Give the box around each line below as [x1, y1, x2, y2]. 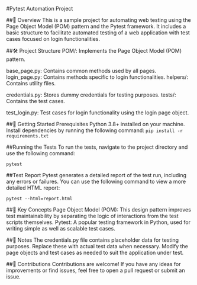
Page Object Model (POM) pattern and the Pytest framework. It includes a [6, 23, 186, 30]
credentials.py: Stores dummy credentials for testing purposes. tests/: [6, 91, 176, 98]
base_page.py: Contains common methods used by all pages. [6, 68, 157, 74]
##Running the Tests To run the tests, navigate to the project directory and [6, 143, 188, 150]
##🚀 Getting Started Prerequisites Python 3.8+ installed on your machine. [6, 121, 185, 127]
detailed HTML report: [6, 184, 60, 191]
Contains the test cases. [6, 98, 65, 104]
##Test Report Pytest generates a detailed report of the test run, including [6, 172, 187, 178]
